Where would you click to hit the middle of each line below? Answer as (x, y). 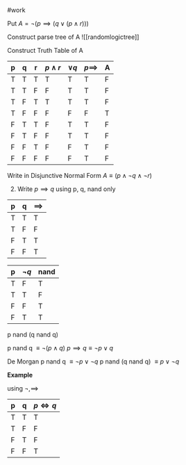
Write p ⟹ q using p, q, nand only (66, 189)
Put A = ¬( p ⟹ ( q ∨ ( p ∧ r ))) (48, 23)
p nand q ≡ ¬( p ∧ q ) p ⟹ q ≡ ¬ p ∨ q (60, 348)
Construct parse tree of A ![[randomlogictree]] (73, 37)
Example (20, 375)
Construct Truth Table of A (45, 50)
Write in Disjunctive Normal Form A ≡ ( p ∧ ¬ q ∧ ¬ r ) (80, 176)
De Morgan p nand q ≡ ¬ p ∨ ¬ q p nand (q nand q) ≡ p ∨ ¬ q (93, 361)
